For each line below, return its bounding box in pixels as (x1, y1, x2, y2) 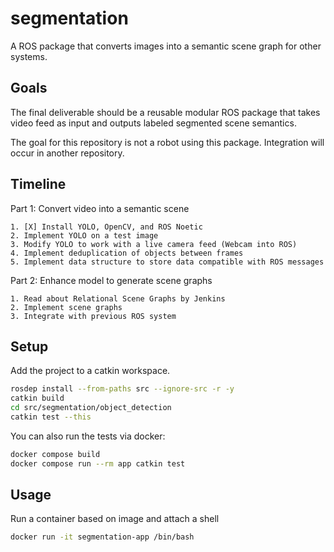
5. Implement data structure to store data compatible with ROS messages (10, 257, 325, 267)
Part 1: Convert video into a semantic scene (10, 202, 190, 214)
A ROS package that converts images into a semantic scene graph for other (10, 40, 322, 52)
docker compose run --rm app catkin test (10, 458, 186, 469)
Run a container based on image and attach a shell (10, 513, 220, 525)
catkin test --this (10, 412, 92, 422)
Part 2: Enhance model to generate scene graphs (10, 274, 213, 286)
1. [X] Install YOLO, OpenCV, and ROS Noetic (10, 222, 203, 232)
